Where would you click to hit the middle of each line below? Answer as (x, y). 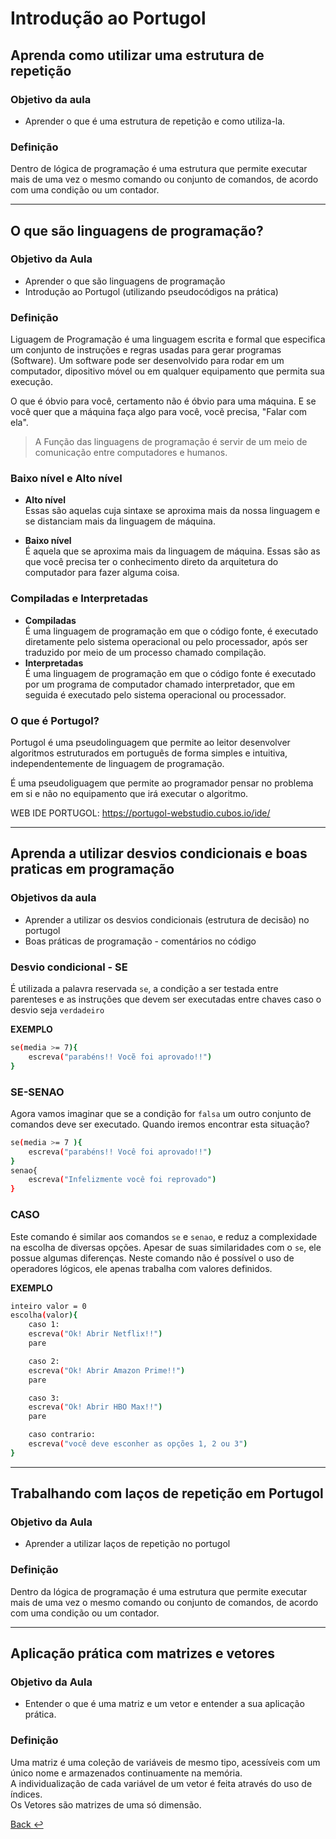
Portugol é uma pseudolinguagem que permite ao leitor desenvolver (150, 743)
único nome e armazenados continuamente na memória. (126, 1773)
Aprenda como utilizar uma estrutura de (137, 55)
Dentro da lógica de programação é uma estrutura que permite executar (159, 1591)
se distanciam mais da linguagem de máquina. (120, 521)
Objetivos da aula (53, 898)
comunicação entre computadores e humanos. (131, 453)
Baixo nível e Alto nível (66, 479)
